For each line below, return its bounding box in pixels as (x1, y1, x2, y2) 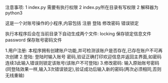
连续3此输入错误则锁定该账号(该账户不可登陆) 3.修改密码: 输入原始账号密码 (5, 60, 159, 66)
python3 (5, 10, 23, 16)
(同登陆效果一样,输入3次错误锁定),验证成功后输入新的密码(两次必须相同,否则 (5, 66, 162, 72)
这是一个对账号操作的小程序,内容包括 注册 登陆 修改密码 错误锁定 (5, 20, 139, 26)
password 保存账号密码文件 (5, 37, 62, 43)
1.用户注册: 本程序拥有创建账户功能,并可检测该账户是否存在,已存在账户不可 (5, 48, 158, 53)
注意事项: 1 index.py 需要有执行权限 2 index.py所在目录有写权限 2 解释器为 (5, 4, 159, 10)
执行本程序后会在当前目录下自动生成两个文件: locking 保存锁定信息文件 (5, 31, 151, 36)
